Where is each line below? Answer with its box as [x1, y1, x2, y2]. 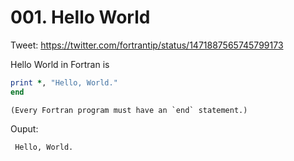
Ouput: [10, 122, 39, 135]
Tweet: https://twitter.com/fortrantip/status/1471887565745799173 [10, 39, 284, 51]
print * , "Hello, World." [10, 77, 118, 88]
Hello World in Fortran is [10, 58, 110, 70]
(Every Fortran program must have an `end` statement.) [10, 105, 248, 115]
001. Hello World [10, 6, 151, 29]
